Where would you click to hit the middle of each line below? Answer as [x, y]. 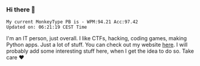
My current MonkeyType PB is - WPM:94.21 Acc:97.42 [72, 22]
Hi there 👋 [21, 10]
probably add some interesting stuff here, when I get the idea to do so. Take [100, 51]
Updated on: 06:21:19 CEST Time [47, 27]
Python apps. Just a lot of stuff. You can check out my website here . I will [97, 45]
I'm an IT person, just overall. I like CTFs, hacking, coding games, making [97, 38]
